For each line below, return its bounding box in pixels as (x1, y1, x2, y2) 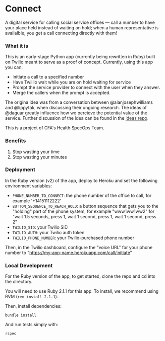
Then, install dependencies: (5, 303, 62, 309)
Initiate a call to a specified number (12, 74, 84, 80)
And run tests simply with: (5, 322, 58, 328)
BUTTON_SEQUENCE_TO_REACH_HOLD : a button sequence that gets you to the (12, 203, 159, 209)
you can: (5, 64, 23, 70)
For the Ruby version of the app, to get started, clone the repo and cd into (5, 273, 156, 279)
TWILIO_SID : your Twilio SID (12, 224, 68, 230)
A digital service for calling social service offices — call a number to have (5, 19, 155, 25)
